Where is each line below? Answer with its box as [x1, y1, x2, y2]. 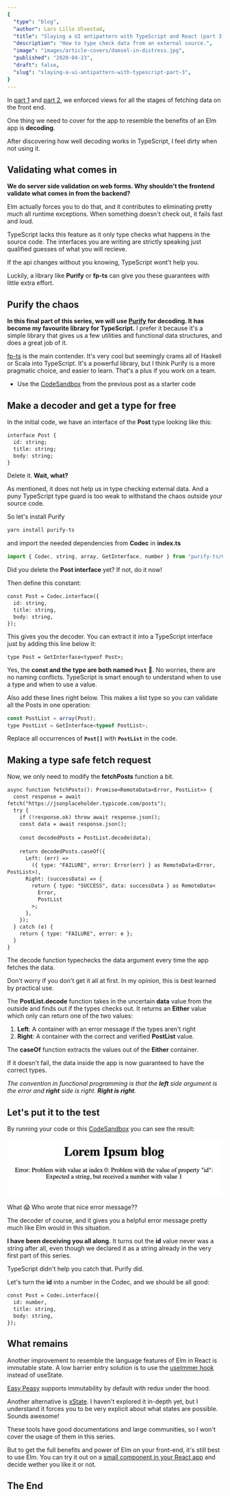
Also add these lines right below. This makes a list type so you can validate [7, 693, 218, 701]
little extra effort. [7, 279, 54, 287]
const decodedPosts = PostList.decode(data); [19, 834, 152, 842]
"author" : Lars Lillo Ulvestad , [13, 25, 106, 32]
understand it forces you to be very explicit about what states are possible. [7, 1404, 218, 1412]
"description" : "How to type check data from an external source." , [13, 40, 213, 47]
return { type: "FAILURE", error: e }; [19, 930, 133, 938]
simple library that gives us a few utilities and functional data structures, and [7, 332, 222, 340]
